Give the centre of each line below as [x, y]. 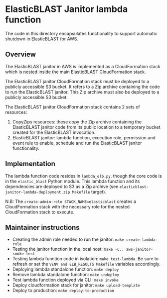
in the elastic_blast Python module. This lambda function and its [73, 181]
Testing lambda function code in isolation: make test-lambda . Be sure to [85, 259]
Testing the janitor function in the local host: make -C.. [68, 249]
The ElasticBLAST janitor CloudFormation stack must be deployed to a [77, 81]
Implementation [30, 164]
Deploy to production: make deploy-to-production [63, 291]
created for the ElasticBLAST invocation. [54, 132]
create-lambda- [142, 240]
